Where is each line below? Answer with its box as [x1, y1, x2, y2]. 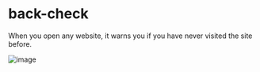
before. [8, 39, 32, 48]
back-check [8, 5, 89, 23]
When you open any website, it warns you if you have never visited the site [8, 31, 253, 40]
